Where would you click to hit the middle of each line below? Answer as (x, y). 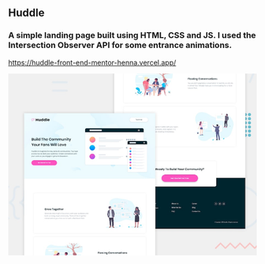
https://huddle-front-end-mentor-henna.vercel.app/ (92, 62)
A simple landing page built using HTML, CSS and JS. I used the (132, 35)
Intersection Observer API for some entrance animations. (120, 45)
